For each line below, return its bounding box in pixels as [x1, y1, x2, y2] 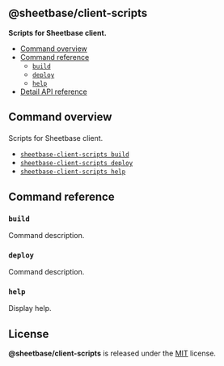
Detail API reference [19, 87, 87, 96]
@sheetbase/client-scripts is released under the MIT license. [8, 348, 217, 359]
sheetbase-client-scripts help [19, 168, 126, 177]
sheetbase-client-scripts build [19, 151, 129, 159]
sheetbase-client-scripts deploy [19, 160, 133, 168]
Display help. [8, 304, 52, 313]
